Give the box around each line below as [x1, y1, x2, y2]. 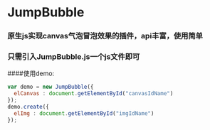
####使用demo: [7, 69, 55, 78]
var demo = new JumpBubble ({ [7, 83, 94, 91]
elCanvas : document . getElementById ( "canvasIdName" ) [14, 90, 174, 97]
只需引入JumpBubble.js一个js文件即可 [7, 52, 140, 62]
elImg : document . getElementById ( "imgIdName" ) [14, 109, 154, 117]
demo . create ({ [7, 104, 50, 111]
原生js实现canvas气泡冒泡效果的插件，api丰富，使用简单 [7, 31, 203, 41]
